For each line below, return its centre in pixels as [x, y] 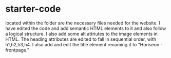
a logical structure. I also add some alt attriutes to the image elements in [81, 34]
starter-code [33, 9]
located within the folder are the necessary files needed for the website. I [83, 23]
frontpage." [17, 50]
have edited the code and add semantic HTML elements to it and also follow [86, 28]
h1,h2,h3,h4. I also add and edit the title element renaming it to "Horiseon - [84, 44]
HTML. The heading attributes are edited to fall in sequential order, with [81, 39]
